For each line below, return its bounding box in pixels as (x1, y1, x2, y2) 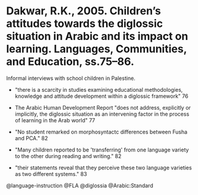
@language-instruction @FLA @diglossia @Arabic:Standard (6, 182, 153, 189)
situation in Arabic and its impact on (6, 30, 188, 43)
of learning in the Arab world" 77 (14, 116, 95, 123)
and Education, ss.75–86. (6, 55, 134, 69)
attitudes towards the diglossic (6, 17, 163, 30)
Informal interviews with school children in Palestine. (6, 75, 136, 82)
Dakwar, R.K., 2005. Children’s (6, 4, 161, 18)
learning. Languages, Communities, (6, 42, 187, 56)
